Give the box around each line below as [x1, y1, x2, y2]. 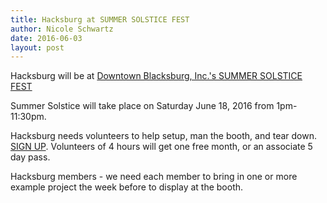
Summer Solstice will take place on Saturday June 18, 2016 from [10, 100, 275, 112]
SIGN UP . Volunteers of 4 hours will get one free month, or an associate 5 [10, 141, 313, 153]
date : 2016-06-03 [10, 33, 83, 43]
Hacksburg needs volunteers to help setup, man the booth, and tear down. [10, 130, 318, 142]
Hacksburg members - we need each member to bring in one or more [10, 171, 298, 183]
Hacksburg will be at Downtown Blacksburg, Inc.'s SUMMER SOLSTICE [10, 70, 303, 82]
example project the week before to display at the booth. [10, 181, 244, 193]
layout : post [10, 42, 65, 53]
